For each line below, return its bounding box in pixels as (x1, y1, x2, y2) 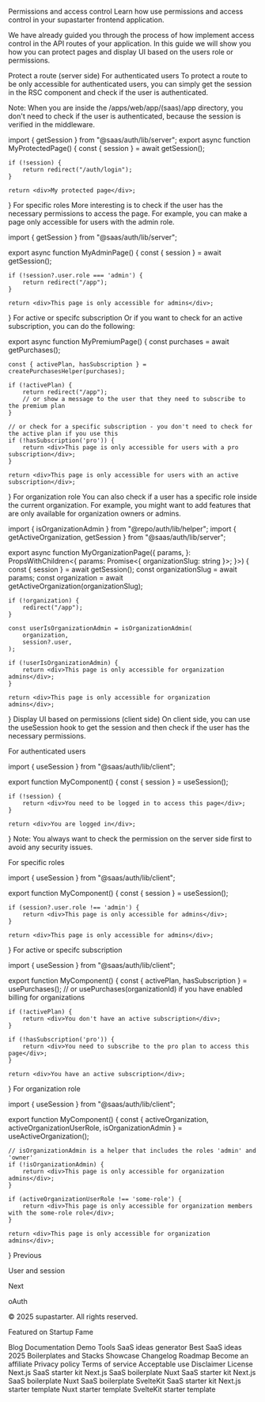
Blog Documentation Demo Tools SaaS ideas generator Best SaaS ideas (8, 1343, 243, 1351)
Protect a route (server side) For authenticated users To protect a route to (8, 71, 248, 80)
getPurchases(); (8, 346, 61, 354)
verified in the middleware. (8, 120, 96, 129)
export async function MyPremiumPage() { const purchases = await (8, 337, 229, 346)
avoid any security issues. (8, 842, 93, 852)
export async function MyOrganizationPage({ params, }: (8, 548, 191, 557)
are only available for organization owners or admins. (8, 509, 182, 518)
